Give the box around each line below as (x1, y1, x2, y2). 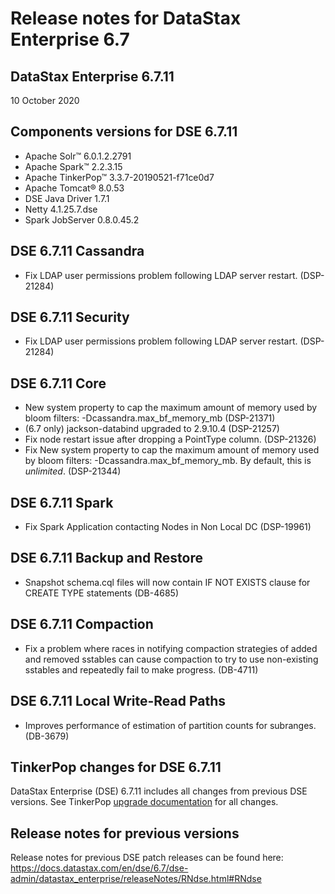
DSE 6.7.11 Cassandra (10, 243, 145, 260)
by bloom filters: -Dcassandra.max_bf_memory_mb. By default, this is (24, 455, 312, 467)
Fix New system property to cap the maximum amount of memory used (24, 444, 320, 456)
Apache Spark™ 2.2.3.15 (24, 160, 123, 172)
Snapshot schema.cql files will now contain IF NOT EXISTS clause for (24, 576, 311, 588)
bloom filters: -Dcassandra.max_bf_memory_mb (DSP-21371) (24, 412, 276, 424)
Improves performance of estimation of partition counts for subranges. (24, 719, 317, 731)
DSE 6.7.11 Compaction (10, 616, 154, 633)
